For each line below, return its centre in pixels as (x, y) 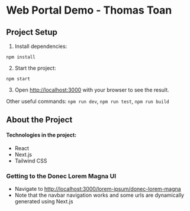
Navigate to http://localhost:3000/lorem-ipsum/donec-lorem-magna (98, 189)
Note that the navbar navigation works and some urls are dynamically (99, 195)
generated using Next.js (44, 201)
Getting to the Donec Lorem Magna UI (61, 176)
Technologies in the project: (41, 135)
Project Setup (32, 32)
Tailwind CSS (31, 161)
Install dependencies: (41, 46)
